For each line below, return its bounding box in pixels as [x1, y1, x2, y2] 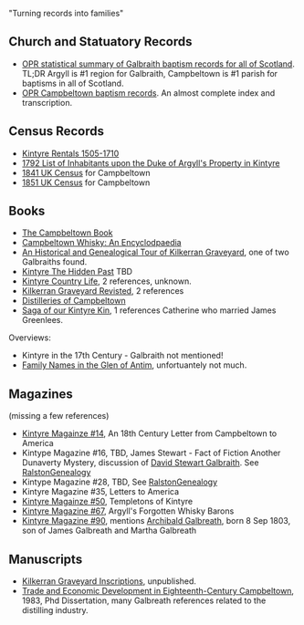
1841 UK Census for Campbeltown [21, 167, 151, 178]
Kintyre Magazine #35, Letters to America [21, 486, 180, 497]
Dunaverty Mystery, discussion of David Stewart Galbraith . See [21, 457, 259, 468]
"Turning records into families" [8, 8, 124, 18]
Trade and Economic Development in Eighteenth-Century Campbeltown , [21, 586, 294, 597]
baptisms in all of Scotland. [21, 78, 124, 89]
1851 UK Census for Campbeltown [21, 177, 151, 188]
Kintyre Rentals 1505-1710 [21, 148, 120, 159]
